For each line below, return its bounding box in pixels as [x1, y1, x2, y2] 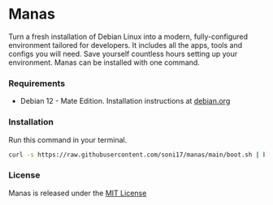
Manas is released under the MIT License [8, 188, 147, 198]
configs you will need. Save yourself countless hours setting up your [8, 49, 238, 58]
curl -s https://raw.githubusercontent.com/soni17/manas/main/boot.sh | [8, 151, 260, 159]
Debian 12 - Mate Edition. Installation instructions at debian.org [19, 96, 231, 106]
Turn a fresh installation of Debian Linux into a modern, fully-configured [8, 32, 249, 41]
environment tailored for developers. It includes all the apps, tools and [8, 40, 242, 49]
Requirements [8, 78, 66, 89]
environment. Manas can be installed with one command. [8, 58, 201, 67]
